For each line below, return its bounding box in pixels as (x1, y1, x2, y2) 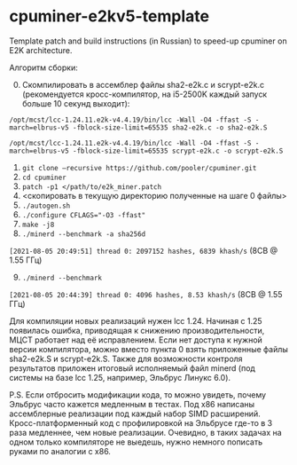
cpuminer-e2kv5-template (9, 6, 210, 27)
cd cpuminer (21, 173, 66, 182)
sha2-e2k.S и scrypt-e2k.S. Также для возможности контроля (9, 353, 243, 364)
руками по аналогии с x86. (9, 445, 111, 456)
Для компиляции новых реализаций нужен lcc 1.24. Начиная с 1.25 (9, 315, 263, 326)
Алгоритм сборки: (9, 62, 78, 73)
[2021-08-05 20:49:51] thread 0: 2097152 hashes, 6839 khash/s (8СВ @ (9, 245, 278, 256)
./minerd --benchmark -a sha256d (21, 229, 146, 239)
